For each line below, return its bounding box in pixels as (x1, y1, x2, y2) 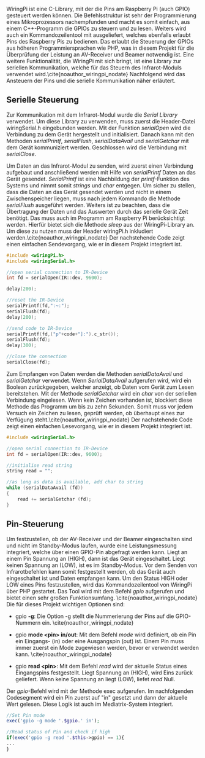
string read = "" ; (6, 468, 53, 474)
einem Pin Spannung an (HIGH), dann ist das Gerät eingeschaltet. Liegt (6, 555, 185, 562)
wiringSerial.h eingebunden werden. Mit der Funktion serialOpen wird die (6, 124, 191, 131)
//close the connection (6, 353, 67, 360)
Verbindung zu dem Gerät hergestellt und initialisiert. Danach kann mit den (6, 130, 195, 138)
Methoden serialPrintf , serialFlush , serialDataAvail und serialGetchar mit (6, 137, 189, 144)
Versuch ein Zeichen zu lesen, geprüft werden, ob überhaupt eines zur (6, 409, 185, 416)
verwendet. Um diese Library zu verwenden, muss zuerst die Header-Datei (6, 117, 196, 125)
